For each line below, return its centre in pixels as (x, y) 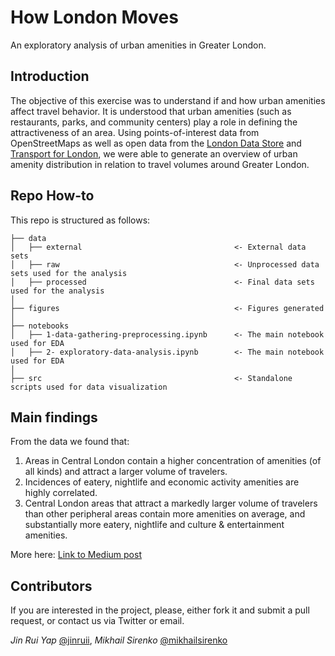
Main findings (54, 417)
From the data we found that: (70, 442)
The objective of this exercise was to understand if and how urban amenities (168, 100)
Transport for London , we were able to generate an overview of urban (154, 153)
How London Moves (94, 17)
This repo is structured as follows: (80, 220)
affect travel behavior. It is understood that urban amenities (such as (151, 111)
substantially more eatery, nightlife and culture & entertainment (154, 525)
